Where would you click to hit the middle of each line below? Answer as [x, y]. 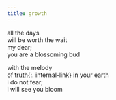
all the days [23, 33]
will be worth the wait [37, 40]
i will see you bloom [35, 89]
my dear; [20, 47]
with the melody [30, 67]
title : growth [27, 13]
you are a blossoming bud [44, 54]
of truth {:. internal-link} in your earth [58, 75]
